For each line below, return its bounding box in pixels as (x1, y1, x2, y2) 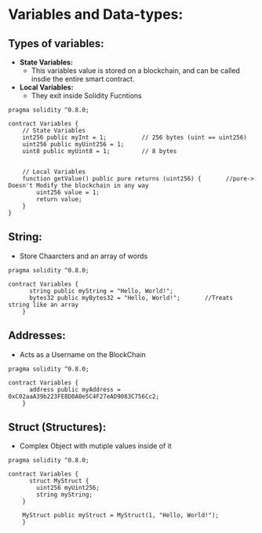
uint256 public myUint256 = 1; (22, 141, 125, 148)
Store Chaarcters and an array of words (19, 251, 148, 261)
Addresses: (8, 329, 67, 342)
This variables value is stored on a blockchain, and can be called (31, 66, 241, 75)
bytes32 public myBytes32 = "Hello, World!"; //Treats (28, 294, 234, 301)
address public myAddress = (28, 385, 122, 393)
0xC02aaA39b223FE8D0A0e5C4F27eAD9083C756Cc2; (8, 392, 159, 400)
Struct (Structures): (8, 421, 107, 434)
